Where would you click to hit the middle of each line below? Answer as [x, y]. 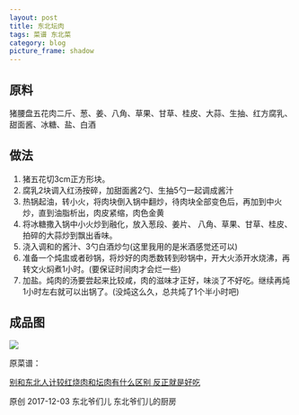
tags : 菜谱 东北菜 [40, 34]
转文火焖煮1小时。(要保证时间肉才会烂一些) [101, 269]
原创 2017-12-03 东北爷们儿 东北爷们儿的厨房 [93, 401]
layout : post [34, 18]
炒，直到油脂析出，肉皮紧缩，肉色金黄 [93, 212]
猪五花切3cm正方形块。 [66, 179]
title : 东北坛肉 [37, 26]
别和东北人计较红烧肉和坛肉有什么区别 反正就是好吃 [105, 382]
